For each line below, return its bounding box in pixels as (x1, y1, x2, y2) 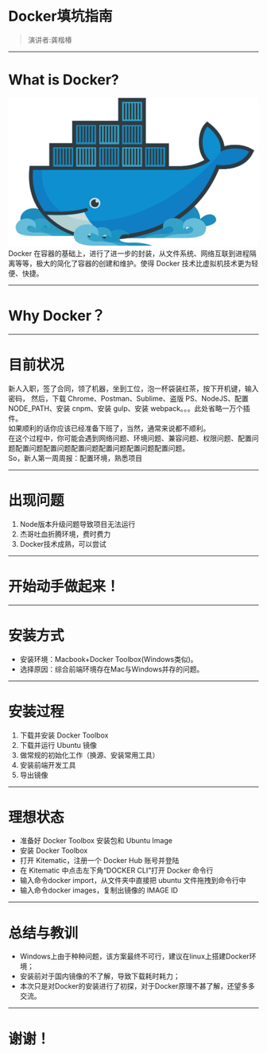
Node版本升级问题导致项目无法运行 (19, 519, 136, 528)
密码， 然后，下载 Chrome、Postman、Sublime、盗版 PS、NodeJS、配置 (8, 393, 249, 403)
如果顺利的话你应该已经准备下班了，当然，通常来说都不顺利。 (8, 423, 211, 433)
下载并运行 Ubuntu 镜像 (19, 740, 98, 749)
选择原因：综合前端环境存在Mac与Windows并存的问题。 (19, 664, 204, 674)
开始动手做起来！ (8, 577, 121, 595)
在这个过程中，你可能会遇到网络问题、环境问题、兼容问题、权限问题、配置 (8, 433, 252, 443)
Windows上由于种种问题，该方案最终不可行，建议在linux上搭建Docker (19, 951, 250, 962)
